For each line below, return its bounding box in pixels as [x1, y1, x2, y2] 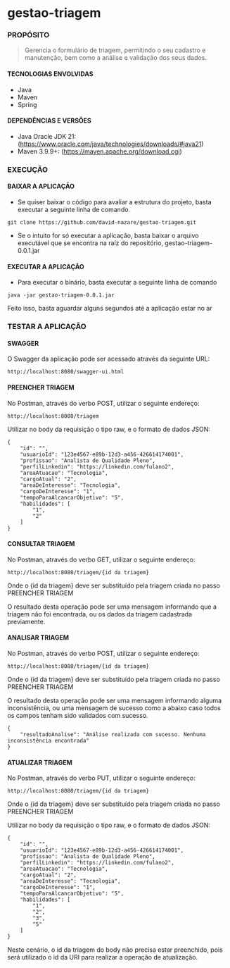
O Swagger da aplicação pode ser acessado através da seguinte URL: [7, 354, 210, 364]
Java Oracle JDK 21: [17, 132, 77, 140]
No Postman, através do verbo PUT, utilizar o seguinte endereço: [7, 774, 196, 783]
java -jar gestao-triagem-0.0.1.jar [7, 292, 115, 299]
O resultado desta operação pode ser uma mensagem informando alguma [7, 696, 222, 705]
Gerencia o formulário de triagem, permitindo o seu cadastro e [24, 46, 206, 54]
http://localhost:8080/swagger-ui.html [7, 368, 124, 376]
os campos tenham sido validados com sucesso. [7, 711, 148, 719]
